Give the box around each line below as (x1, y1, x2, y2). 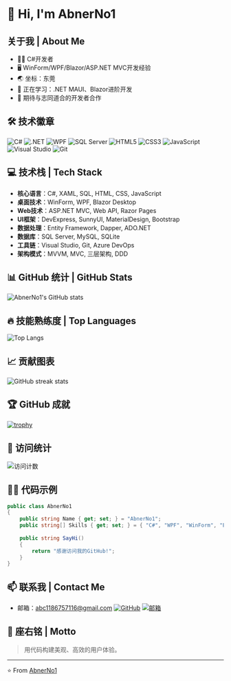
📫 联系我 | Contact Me (7, 581, 105, 593)
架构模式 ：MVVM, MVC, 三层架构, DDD (16, 250, 129, 258)
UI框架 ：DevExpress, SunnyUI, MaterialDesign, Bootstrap (16, 215, 180, 223)
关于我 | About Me (7, 35, 85, 47)
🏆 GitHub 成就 (7, 399, 71, 411)
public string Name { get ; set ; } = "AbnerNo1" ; (19, 516, 162, 522)
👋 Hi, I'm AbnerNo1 (7, 6, 116, 22)
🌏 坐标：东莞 (16, 74, 56, 82)
